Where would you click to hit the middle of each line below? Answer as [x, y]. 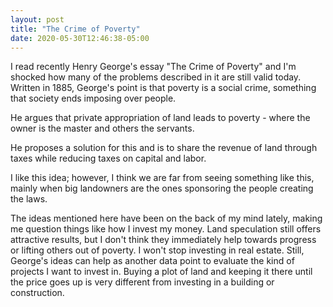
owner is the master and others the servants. [102, 128]
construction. [37, 293]
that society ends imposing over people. [93, 98]
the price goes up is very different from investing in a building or [142, 282]
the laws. [29, 199]
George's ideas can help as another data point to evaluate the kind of [152, 261]
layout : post [37, 19]
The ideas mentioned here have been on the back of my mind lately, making [166, 218]
